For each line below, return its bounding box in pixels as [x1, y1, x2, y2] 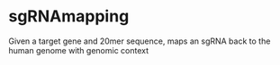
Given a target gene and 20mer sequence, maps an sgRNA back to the [8, 36, 271, 46]
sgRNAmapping [8, 6, 130, 27]
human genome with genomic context [8, 45, 149, 55]
